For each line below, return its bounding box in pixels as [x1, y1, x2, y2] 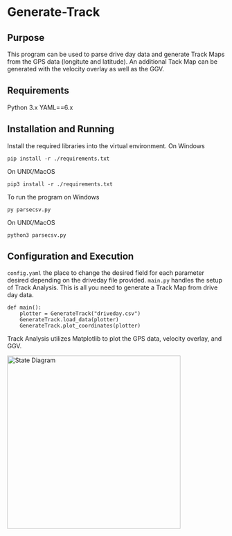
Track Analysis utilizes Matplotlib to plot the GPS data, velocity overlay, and [7, 334, 222, 343]
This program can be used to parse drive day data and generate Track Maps [7, 50, 225, 58]
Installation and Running [7, 123, 115, 135]
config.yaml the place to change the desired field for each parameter [7, 269, 205, 277]
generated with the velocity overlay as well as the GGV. [7, 65, 165, 73]
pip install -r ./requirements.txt [7, 155, 110, 162]
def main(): [7, 304, 42, 312]
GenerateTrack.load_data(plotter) [19, 316, 119, 323]
